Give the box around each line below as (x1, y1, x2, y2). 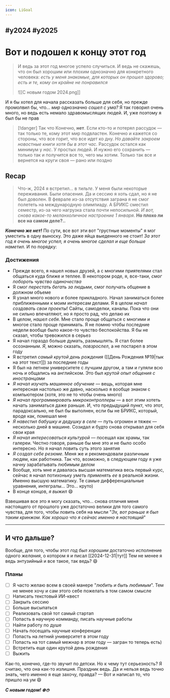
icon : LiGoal (5, 7, 33, 13)
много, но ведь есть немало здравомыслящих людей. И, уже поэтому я (5, 109, 162, 115)
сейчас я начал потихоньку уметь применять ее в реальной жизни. (12, 472, 159, 479)
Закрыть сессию (12, 599, 49, 605)
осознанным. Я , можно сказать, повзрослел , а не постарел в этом (12, 343, 157, 350)
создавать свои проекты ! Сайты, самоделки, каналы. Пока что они (12, 305, 159, 312)
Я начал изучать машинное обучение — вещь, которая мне (12, 381, 143, 387)
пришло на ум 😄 (5, 677, 42, 683)
